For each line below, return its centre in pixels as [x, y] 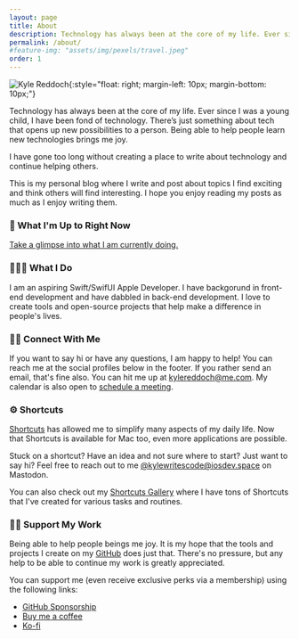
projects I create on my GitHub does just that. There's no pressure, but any [146, 553]
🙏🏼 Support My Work [56, 525]
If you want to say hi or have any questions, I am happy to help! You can [141, 358]
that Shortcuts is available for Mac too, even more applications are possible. [148, 438]
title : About [33, 26]
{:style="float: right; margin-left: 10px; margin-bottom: [168, 84]
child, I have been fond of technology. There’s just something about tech [142, 120]
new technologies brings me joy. [69, 139]
